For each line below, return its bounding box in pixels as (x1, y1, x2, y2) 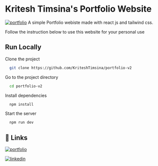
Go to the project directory (5, 74, 59, 80)
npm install (9, 102, 34, 107)
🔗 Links (5, 133, 28, 142)
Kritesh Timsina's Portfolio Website (5, 3, 152, 15)
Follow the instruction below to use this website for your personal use (5, 29, 145, 35)
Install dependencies (5, 92, 47, 98)
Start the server (5, 111, 37, 116)
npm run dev (9, 120, 34, 125)
